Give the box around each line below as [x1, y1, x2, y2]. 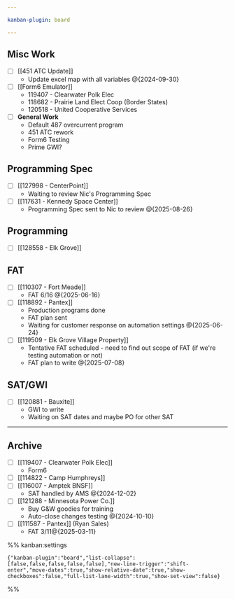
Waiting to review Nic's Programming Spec [27, 190, 152, 198]
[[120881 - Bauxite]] [17, 397, 75, 406]
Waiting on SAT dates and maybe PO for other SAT [27, 413, 174, 421]
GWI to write [27, 405, 64, 414]
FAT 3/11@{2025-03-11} [27, 528, 97, 536]
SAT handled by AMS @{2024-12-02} [27, 489, 137, 498]
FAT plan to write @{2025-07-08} [27, 358, 125, 367]
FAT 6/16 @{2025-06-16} [27, 291, 101, 299]
